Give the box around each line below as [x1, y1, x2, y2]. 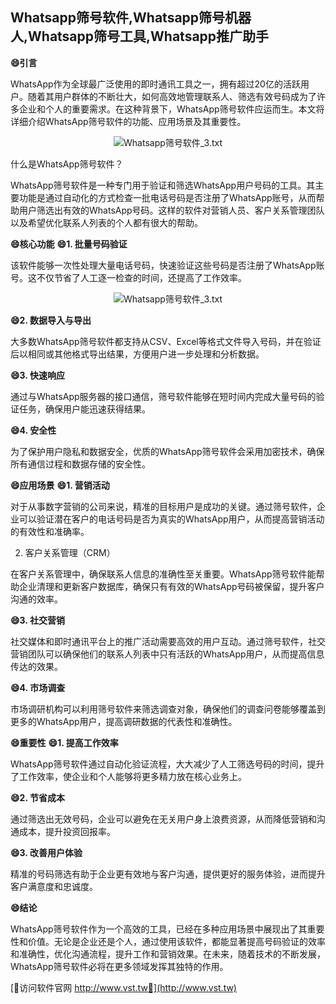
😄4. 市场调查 [10, 681, 66, 693]
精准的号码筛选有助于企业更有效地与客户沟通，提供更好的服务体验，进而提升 [10, 868, 326, 880]
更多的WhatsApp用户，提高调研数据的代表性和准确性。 [10, 715, 238, 727]
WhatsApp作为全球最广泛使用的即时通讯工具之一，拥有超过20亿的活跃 [10, 78, 301, 90]
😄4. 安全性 [10, 424, 57, 436]
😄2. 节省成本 [10, 791, 65, 803]
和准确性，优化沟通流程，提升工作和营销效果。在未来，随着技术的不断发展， [10, 948, 326, 960]
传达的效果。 [10, 660, 63, 672]
